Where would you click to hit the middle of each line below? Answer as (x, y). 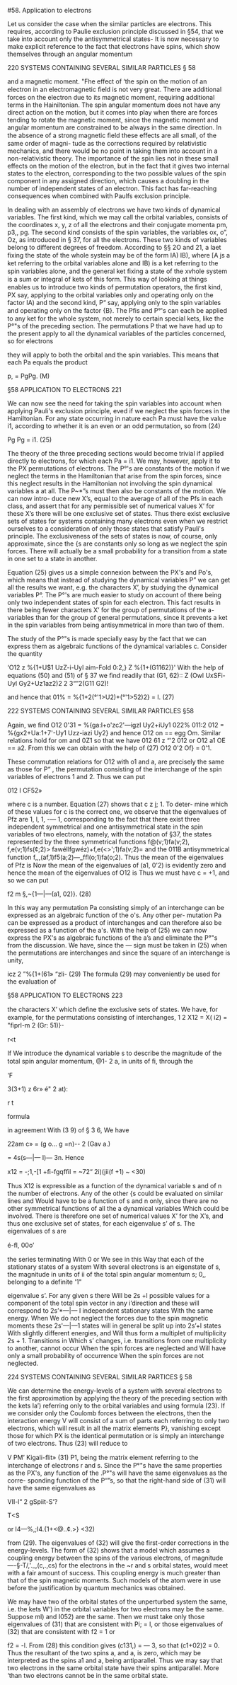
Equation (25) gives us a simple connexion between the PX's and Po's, (110, 572)
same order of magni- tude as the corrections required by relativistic (107, 143)
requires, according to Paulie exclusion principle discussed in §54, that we (116, 31)
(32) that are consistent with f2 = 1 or (61, 1632)
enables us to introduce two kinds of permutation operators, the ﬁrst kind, (115, 287)
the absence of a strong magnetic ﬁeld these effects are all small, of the (112, 135)
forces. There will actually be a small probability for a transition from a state (117, 551)
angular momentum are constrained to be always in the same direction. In (114, 127)
